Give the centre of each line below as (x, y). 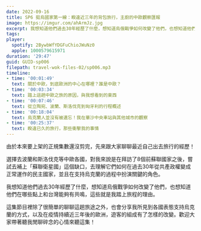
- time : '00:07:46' (31, 101)
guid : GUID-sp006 (28, 62)
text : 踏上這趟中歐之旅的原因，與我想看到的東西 (64, 95)
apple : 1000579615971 (39, 51)
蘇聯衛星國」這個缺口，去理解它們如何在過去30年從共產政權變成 (112, 166)
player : (16, 39)
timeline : (19, 73)
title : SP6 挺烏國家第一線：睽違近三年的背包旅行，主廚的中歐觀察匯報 (83, 17)
